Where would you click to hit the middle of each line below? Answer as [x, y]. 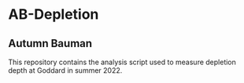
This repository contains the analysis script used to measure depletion [122, 62]
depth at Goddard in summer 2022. [65, 70]
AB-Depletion [54, 14]
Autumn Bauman [50, 43]
